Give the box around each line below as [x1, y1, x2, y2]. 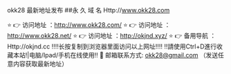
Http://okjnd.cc [7, 42, 50, 50]
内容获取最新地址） [12, 59, 68, 68]
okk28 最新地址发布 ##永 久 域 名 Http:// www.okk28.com [7, 6, 170, 14]
